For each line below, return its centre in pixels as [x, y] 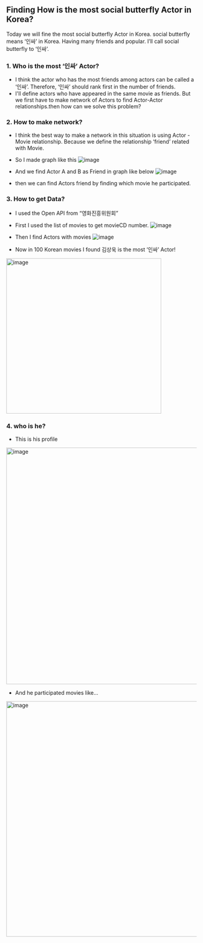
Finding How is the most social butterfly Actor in [99, 10]
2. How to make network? [44, 122]
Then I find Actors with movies [53, 237]
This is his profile [36, 439]
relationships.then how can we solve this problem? [78, 107]
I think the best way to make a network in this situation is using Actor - [102, 135]
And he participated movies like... [56, 693]
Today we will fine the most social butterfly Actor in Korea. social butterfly [98, 34]
